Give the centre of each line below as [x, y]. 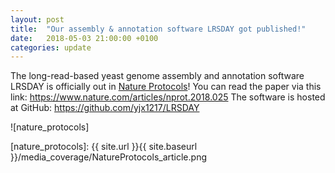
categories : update [51, 47]
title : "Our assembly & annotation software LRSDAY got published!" [158, 29]
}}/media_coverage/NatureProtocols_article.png [108, 157]
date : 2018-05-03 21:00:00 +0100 [84, 38]
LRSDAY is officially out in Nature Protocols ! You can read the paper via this [166, 87]
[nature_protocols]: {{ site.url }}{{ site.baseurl [104, 147]
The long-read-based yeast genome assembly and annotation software [157, 76]
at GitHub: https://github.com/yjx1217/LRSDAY [105, 108]
